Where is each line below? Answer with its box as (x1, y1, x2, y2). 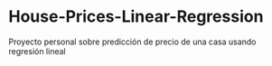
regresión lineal (8, 45, 66, 56)
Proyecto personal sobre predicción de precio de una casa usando (8, 36, 257, 47)
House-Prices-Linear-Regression (8, 6, 264, 27)
